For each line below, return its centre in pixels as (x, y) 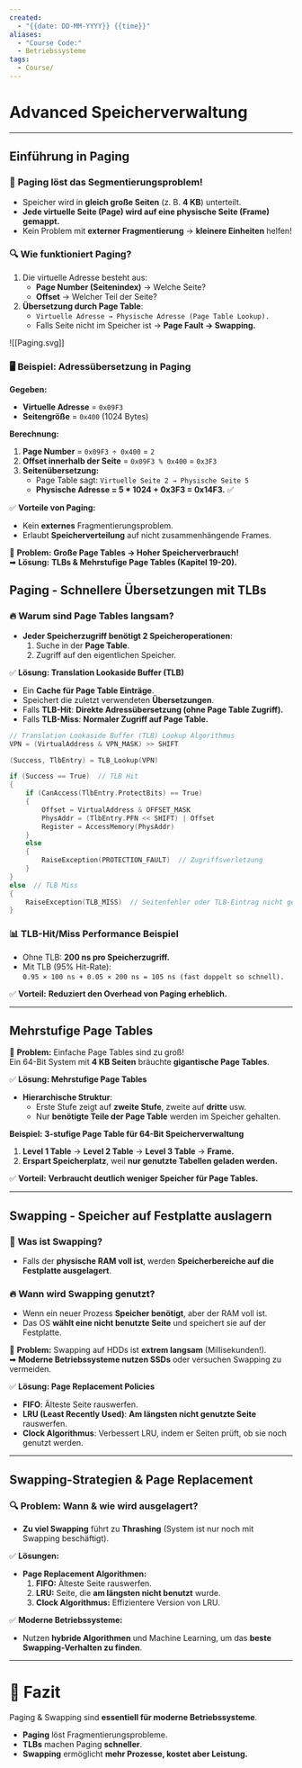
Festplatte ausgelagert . (67, 1271)
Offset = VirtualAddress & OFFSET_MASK (116, 810)
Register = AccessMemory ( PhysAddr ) (108, 826)
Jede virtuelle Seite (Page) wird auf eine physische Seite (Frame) (146, 212)
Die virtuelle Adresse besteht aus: (85, 277)
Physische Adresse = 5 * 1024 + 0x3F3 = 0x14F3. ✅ (135, 490)
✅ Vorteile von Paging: (53, 508)
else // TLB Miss (44, 885)
